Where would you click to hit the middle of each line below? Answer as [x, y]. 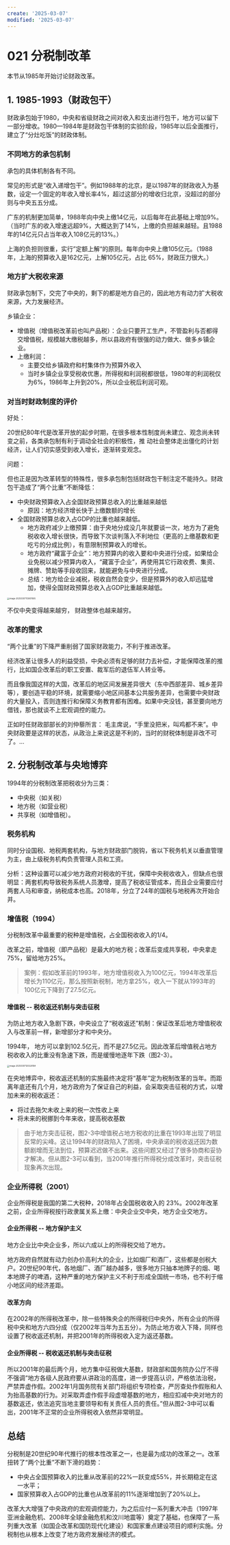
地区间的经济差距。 [40, 1285]
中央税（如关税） [41, 797]
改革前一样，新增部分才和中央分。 [67, 1032]
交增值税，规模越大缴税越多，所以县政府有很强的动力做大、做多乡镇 [113, 339]
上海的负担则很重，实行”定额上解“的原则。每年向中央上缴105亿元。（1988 [110, 248]
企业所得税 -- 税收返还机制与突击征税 [59, 1353]
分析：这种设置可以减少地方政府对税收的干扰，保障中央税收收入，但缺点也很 [115, 873]
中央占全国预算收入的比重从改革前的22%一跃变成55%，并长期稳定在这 [117, 1477]
